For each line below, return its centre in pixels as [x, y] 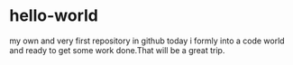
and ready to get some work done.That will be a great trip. [117, 50]
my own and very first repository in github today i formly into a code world [147, 41]
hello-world [54, 16]
